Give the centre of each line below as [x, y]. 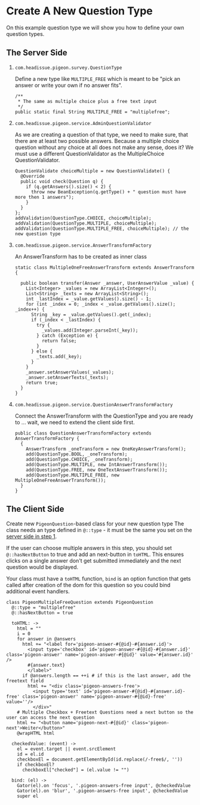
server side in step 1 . [32, 536]
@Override [33, 176]
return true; [42, 382]
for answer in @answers [47, 639]
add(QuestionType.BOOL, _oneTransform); [77, 454]
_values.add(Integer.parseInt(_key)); [90, 330]
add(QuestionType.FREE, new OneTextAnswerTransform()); [97, 470]
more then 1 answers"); [44, 197]
